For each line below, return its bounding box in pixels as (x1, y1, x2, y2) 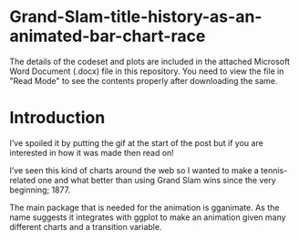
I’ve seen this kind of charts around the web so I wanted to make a (9, 164, 260, 175)
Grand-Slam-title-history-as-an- (9, 6, 263, 27)
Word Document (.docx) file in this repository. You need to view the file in (9, 66, 284, 77)
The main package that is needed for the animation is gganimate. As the (9, 202, 280, 213)
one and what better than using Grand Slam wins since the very (37, 174, 276, 185)
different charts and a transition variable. (9, 221, 162, 232)
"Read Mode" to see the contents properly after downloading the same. (9, 75, 278, 86)
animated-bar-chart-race (9, 26, 206, 47)
